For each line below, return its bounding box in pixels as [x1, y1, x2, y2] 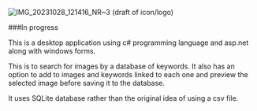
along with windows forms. [8, 46, 96, 55]
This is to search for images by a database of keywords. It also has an [8, 61, 235, 71]
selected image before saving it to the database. [8, 79, 166, 87]
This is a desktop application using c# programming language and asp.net [8, 38, 249, 47]
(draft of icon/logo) [111, 8, 174, 17]
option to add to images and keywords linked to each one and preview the [8, 70, 248, 79]
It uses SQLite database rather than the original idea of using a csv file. [8, 94, 239, 102]
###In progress [8, 23, 59, 31]
